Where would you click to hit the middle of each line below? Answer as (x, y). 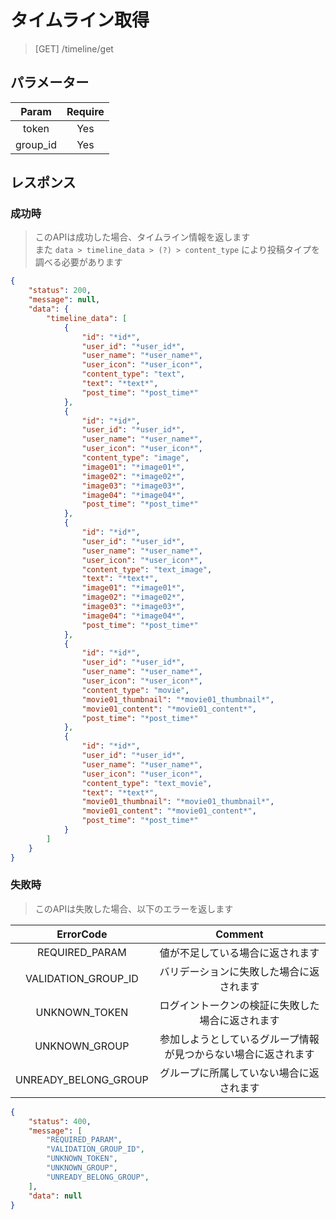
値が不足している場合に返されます (239, 953)
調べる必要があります (78, 262)
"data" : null (55, 1196)
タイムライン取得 (80, 20)
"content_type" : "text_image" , (147, 569)
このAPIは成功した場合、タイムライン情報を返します (142, 237)
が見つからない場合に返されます (239, 1054)
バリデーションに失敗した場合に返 (239, 971)
